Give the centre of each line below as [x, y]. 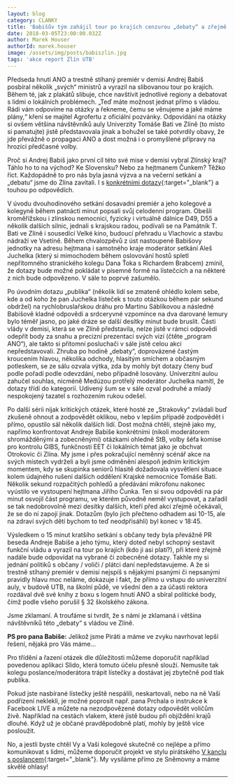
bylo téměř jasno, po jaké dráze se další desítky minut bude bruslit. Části [112, 321]
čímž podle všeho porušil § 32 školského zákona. [78, 602]
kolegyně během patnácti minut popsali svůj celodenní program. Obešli [109, 210]
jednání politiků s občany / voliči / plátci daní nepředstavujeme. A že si [108, 565]
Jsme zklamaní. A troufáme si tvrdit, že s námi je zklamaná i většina [104, 615]
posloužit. [22, 731]
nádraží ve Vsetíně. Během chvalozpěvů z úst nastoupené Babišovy [105, 241]
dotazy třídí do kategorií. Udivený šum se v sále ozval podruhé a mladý [109, 388]
